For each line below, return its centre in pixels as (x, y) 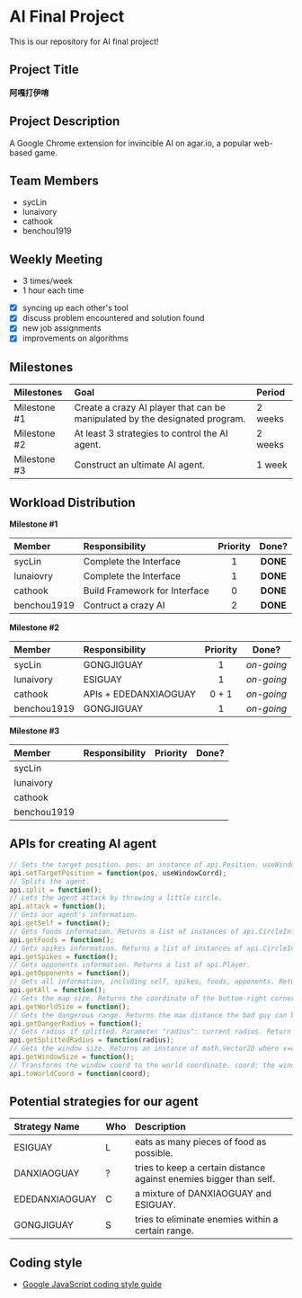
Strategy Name (47, 1127)
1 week (271, 465)
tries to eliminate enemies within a (206, 1220)
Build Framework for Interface (146, 591)
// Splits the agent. (50, 881)
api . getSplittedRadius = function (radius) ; (92, 1040)
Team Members (54, 180)
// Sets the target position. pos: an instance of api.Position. (134, 865)
